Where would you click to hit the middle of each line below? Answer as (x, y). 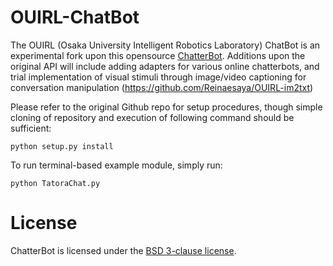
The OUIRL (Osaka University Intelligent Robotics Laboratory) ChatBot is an (165, 45)
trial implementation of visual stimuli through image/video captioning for (158, 77)
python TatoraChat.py (55, 183)
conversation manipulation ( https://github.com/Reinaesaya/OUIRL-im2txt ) (162, 87)
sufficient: (31, 128)
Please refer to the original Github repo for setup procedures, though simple (166, 107)
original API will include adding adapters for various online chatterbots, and (165, 66)
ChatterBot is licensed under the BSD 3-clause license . (123, 250)
